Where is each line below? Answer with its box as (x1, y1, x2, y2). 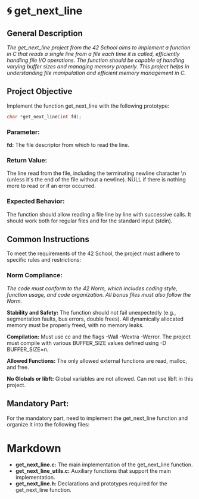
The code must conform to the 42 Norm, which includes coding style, (7, 284, 178, 292)
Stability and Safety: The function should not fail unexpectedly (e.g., (7, 309, 176, 316)
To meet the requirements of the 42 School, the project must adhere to (7, 250, 181, 257)
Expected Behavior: (7, 197, 65, 206)
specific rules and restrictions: (7, 256, 82, 263)
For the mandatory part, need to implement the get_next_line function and (7, 415, 188, 422)
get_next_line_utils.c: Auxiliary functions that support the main (15, 467, 172, 475)
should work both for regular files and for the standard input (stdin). (7, 217, 173, 224)
